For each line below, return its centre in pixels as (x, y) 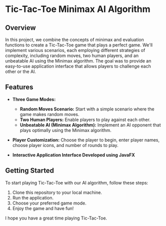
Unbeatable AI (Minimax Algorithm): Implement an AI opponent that (90, 125)
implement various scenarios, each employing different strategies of (75, 50)
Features (19, 87)
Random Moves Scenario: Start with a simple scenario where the (87, 109)
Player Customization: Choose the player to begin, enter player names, (86, 140)
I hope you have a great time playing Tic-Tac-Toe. (56, 218)
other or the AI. (21, 71)
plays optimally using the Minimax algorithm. (66, 130)
